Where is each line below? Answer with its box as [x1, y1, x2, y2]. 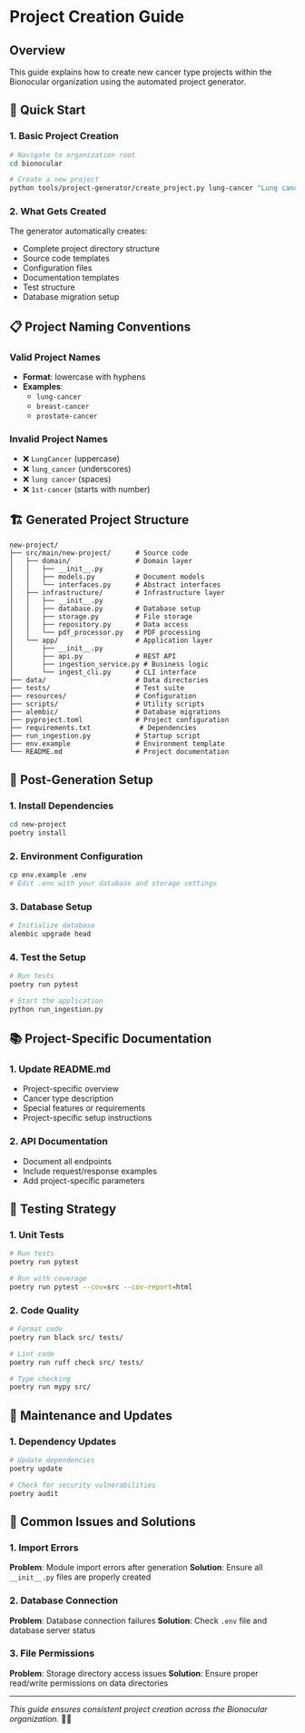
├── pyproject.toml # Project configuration [9, 716, 230, 725]
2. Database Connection [9, 1594, 119, 1607]
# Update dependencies [9, 1456, 95, 1465]
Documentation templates [22, 272, 120, 283]
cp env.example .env [9, 870, 88, 880]
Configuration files [22, 262, 93, 273]
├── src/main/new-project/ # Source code [9, 549, 189, 558]
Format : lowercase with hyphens [22, 371, 146, 382]
